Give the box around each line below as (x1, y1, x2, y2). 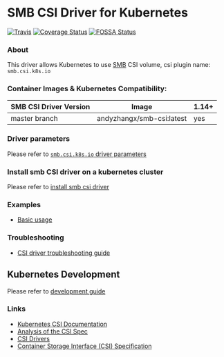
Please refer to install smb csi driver (7, 183, 109, 191)
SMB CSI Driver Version (10, 102, 91, 111)
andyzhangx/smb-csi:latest (96, 113, 187, 123)
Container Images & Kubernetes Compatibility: (7, 84, 167, 94)
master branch (10, 113, 59, 123)
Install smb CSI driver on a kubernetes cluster (7, 167, 164, 177)
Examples (7, 200, 41, 210)
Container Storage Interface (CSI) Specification (17, 342, 152, 350)
